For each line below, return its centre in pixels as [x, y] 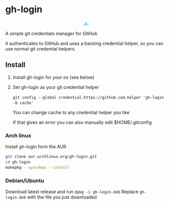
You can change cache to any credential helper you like [71, 112]
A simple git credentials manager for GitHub [52, 33]
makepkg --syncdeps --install [38, 167]
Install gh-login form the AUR [36, 147]
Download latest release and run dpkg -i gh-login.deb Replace [72, 191]
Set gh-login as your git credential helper [56, 87]
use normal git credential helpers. [41, 49]
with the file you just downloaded [62, 197]
